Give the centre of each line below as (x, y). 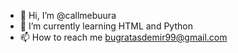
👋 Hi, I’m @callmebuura (68, 15)
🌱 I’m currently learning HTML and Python (106, 26)
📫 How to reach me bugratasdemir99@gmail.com (123, 37)
